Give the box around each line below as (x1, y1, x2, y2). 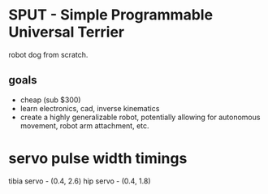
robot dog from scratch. (8, 50, 89, 59)
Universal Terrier (8, 23, 125, 41)
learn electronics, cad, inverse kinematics (19, 103, 160, 113)
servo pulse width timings (8, 149, 188, 167)
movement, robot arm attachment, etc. (19, 120, 149, 131)
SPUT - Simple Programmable (8, 6, 214, 24)
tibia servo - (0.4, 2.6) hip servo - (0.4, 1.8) (8, 176, 152, 186)
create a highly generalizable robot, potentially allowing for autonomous (19, 112, 261, 122)
